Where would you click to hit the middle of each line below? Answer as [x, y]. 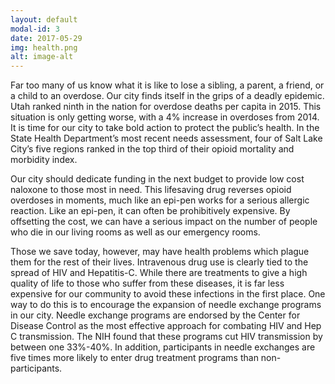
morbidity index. [44, 160]
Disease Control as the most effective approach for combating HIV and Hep [166, 326]
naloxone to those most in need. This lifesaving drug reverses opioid [151, 190]
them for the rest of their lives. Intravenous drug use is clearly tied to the [159, 262]
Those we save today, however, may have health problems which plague [160, 252]
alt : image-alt [42, 57]
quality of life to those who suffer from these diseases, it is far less [147, 283]
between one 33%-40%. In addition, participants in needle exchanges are [163, 347]
